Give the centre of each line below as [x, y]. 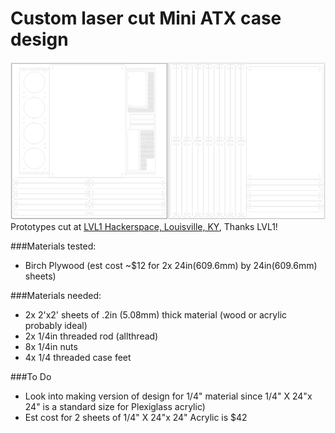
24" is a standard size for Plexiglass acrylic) [115, 407]
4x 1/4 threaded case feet [78, 358]
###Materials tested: [53, 246]
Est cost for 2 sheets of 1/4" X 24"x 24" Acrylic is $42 [136, 418]
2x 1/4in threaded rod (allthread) [91, 336]
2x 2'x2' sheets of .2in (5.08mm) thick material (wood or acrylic [156, 315]
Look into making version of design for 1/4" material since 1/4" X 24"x [168, 396]
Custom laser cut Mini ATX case [146, 18]
